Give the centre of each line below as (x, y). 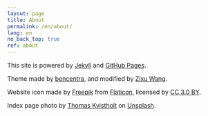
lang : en (20, 33)
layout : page (26, 13)
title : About (26, 20)
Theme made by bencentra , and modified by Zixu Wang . (87, 79)
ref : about (23, 46)
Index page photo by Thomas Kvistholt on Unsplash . (82, 105)
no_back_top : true (34, 39)
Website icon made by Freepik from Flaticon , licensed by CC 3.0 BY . (104, 92)
